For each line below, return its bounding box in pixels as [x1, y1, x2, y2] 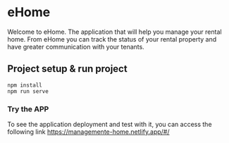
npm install [7, 82, 42, 89]
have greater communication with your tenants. [7, 42, 144, 51]
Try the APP [7, 104, 49, 113]
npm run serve [7, 87, 49, 95]
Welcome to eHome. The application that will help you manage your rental [7, 27, 222, 36]
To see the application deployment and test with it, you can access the [7, 120, 213, 129]
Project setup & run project [7, 63, 128, 75]
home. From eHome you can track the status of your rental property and [7, 35, 217, 43]
